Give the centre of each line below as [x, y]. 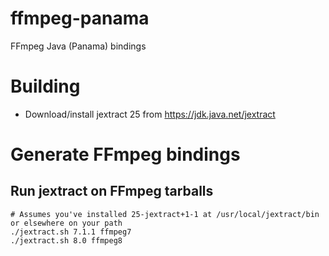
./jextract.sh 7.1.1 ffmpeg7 [71, 232]
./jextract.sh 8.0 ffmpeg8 [66, 240]
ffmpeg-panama [80, 18]
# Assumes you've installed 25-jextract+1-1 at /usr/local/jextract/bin [165, 214]
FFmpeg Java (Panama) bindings [78, 46]
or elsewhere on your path [66, 223]
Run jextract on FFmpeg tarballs [112, 191]
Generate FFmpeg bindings [125, 154]
